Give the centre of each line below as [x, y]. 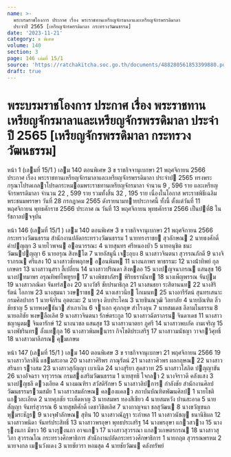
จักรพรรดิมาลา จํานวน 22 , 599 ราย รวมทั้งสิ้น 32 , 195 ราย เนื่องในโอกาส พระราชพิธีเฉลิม [112, 193]
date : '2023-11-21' [35, 33]
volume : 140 [24, 45]
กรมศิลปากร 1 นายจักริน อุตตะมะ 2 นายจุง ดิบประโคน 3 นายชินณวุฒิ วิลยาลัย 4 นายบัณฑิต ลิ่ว [114, 300]
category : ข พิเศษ [31, 39]
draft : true [24, 71]
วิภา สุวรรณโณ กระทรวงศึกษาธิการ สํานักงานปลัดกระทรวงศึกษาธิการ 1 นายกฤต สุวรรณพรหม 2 [114, 438]
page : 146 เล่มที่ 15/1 [35, 59]
